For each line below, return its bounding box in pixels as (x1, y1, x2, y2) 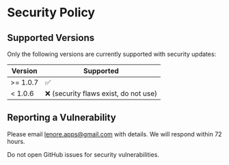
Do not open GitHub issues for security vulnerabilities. (7, 150, 159, 158)
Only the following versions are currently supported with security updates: (7, 50, 217, 58)
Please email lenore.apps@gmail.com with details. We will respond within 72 (7, 130, 222, 138)
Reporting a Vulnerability (7, 112, 116, 123)
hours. (7, 137, 25, 145)
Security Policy (7, 5, 96, 20)
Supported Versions (7, 32, 94, 44)
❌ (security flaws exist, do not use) (44, 89, 157, 98)
